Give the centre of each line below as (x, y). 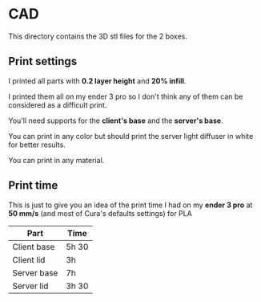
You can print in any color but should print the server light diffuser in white (131, 136)
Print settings (43, 61)
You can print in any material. (56, 160)
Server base (35, 272)
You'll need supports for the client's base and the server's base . (116, 120)
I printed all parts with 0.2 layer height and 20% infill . (97, 80)
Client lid (29, 259)
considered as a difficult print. (58, 104)
